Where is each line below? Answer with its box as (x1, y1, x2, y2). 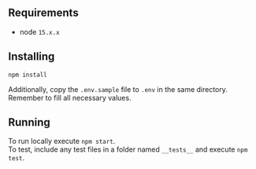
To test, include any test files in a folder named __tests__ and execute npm (8, 145, 248, 154)
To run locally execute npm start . (8, 137, 116, 146)
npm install (8, 71, 47, 79)
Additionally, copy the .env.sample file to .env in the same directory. (8, 84, 228, 94)
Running (8, 116, 51, 129)
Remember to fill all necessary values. (8, 93, 132, 102)
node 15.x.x (19, 27, 61, 36)
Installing (8, 50, 55, 64)
